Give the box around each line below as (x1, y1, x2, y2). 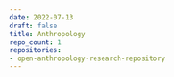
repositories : (9, 46, 62, 55)
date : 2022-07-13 (9, 12, 74, 22)
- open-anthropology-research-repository (9, 54, 166, 63)
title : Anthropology (9, 29, 87, 38)
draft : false (9, 21, 58, 30)
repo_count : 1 (9, 37, 62, 47)
